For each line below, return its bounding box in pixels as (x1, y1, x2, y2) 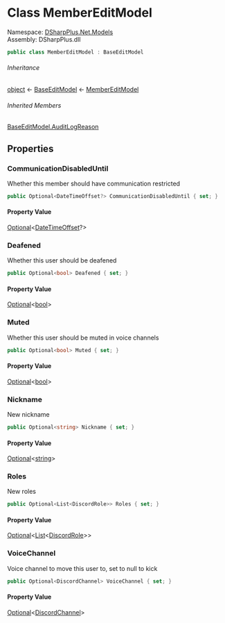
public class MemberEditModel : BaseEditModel (7, 49, 144, 56)
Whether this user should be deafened (7, 256, 117, 265)
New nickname (7, 410, 50, 419)
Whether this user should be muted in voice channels (7, 333, 159, 342)
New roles (7, 488, 37, 496)
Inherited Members (7, 101, 62, 109)
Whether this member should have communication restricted (7, 179, 181, 188)
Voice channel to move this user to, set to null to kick (7, 564, 158, 572)
